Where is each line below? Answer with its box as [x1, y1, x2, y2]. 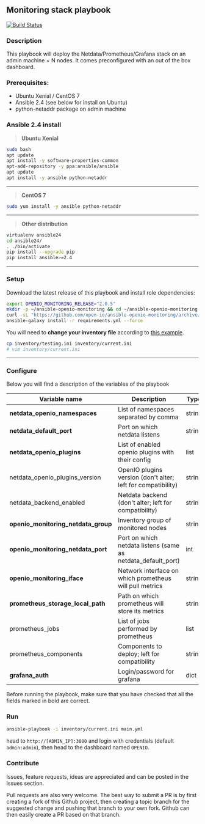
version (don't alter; [118, 473, 174, 482]
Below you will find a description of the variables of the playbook [6, 380, 170, 388]
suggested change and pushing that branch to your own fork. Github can [6, 804, 190, 812]
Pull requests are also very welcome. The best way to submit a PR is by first [6, 791, 197, 798]
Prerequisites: [6, 79, 49, 87]
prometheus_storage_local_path [9, 599, 106, 608]
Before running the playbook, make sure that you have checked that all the [6, 691, 194, 698]
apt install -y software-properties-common [6, 158, 119, 164]
